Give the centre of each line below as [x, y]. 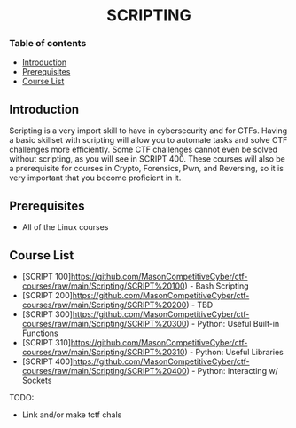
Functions [40, 333]
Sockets [37, 380]
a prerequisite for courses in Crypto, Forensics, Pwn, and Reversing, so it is [146, 169]
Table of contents [48, 44]
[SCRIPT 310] [47, 342]
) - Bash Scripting [217, 286]
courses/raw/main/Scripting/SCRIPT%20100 [103, 286]
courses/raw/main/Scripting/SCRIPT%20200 [104, 305]
